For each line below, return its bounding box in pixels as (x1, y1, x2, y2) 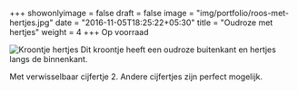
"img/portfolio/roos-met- (196, 8, 289, 18)
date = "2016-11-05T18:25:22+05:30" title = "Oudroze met (55, 17, 273, 28)
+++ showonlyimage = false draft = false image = (9, 8, 195, 18)
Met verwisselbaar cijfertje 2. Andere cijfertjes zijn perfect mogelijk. (9, 71, 263, 82)
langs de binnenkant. (9, 54, 88, 64)
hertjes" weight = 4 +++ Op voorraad (9, 27, 149, 37)
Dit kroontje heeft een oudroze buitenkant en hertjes (80, 44, 277, 55)
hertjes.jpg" (9, 17, 54, 28)
